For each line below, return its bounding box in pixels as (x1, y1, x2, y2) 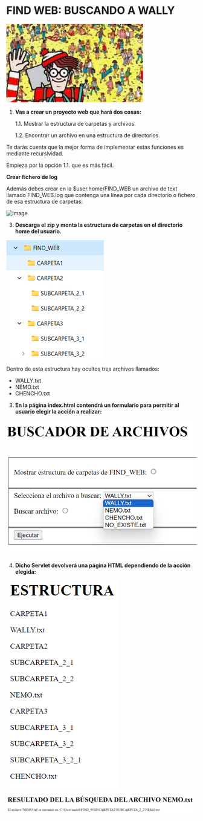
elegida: (14, 568, 36, 575)
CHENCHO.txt (14, 389, 50, 397)
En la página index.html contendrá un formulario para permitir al (14, 401, 179, 409)
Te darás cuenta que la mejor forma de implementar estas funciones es (6, 143, 184, 151)
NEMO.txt (14, 383, 39, 391)
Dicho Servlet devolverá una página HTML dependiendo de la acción (14, 562, 191, 569)
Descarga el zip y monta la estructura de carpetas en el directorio (14, 221, 183, 229)
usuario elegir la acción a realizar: (14, 407, 102, 415)
